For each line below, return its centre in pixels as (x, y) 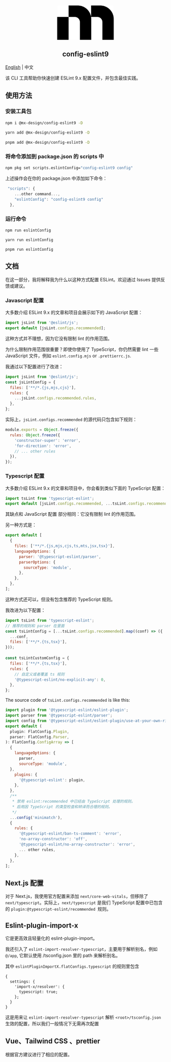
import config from (26, 721)
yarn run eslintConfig (29, 240)
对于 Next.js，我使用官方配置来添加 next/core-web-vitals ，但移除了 (77, 896)
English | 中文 (20, 67)
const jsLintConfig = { (31, 382)
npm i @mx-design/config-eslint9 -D (44, 123)
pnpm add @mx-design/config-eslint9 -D (48, 143)
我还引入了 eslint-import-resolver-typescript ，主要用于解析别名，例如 (81, 949)
